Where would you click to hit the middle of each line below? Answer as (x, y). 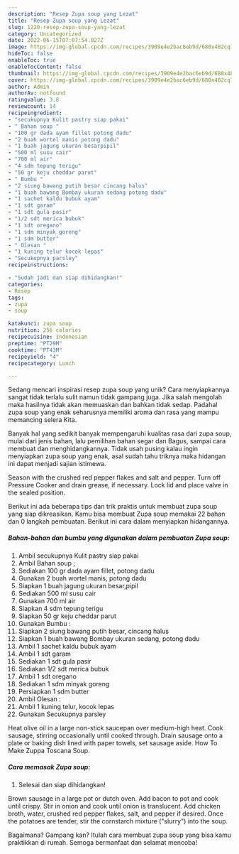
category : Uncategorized (45, 34)
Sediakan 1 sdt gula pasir (55, 661)
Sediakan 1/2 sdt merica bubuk (63, 669)
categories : (26, 284)
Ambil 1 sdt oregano (48, 676)
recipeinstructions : (39, 265)
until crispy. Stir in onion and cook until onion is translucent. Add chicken (114, 806)
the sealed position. (37, 493)
